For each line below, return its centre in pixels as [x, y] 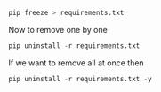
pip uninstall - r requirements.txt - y [80, 79]
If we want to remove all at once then [76, 63]
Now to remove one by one [58, 29]
